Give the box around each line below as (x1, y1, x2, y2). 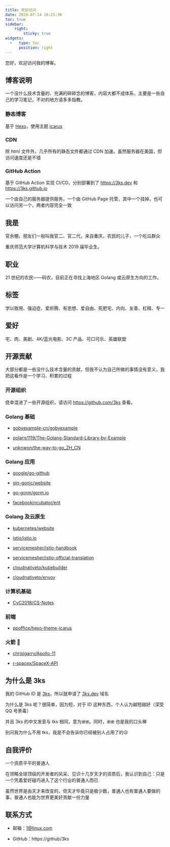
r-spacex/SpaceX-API (12, 660, 58, 666)
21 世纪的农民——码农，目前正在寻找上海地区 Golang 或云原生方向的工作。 (5, 274, 161, 280)
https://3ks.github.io (5, 186, 48, 192)
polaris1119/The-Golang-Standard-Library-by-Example (12, 435, 126, 441)
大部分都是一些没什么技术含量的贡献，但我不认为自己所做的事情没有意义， (5, 366, 160, 373)
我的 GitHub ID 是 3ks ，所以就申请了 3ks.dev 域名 (5, 691, 109, 697)
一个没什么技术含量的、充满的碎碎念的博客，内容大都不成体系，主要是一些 (5, 90, 160, 96)
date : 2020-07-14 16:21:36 (5, 12, 62, 17)
